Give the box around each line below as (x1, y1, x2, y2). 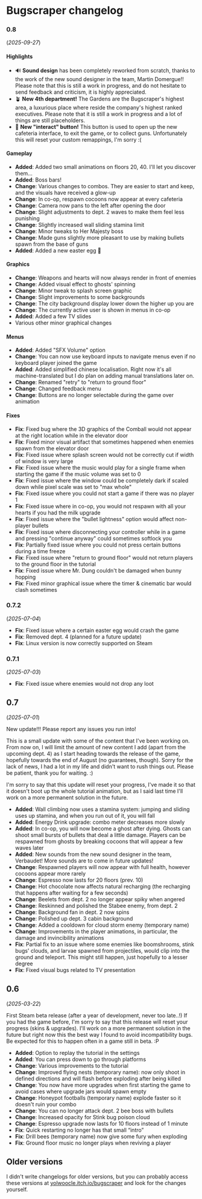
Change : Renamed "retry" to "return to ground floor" (14, 379, 147, 386)
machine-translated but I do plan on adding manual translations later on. (14, 372, 195, 379)
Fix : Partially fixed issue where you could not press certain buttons (14, 541, 181, 548)
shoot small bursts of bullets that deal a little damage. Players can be (14, 831, 186, 838)
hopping (14, 573, 36, 580)
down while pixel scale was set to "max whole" (14, 483, 132, 490)
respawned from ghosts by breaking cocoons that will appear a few (14, 838, 183, 845)
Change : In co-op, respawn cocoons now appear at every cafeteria (14, 195, 183, 203)
